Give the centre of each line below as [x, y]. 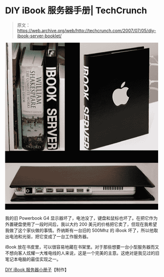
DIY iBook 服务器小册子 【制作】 [37, 269]
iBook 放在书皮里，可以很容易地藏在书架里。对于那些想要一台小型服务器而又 [82, 247]
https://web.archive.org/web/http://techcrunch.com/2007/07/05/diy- [86, 30]
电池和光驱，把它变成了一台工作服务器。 [50, 236]
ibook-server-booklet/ [39, 36]
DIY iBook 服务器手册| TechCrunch [76, 11]
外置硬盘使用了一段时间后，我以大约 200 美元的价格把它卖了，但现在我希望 [81, 224]
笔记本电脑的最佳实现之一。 [33, 259]
